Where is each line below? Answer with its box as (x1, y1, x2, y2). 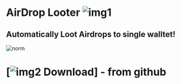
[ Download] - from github (6, 65, 166, 79)
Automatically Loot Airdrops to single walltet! (6, 29, 176, 39)
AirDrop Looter (6, 6, 81, 19)
